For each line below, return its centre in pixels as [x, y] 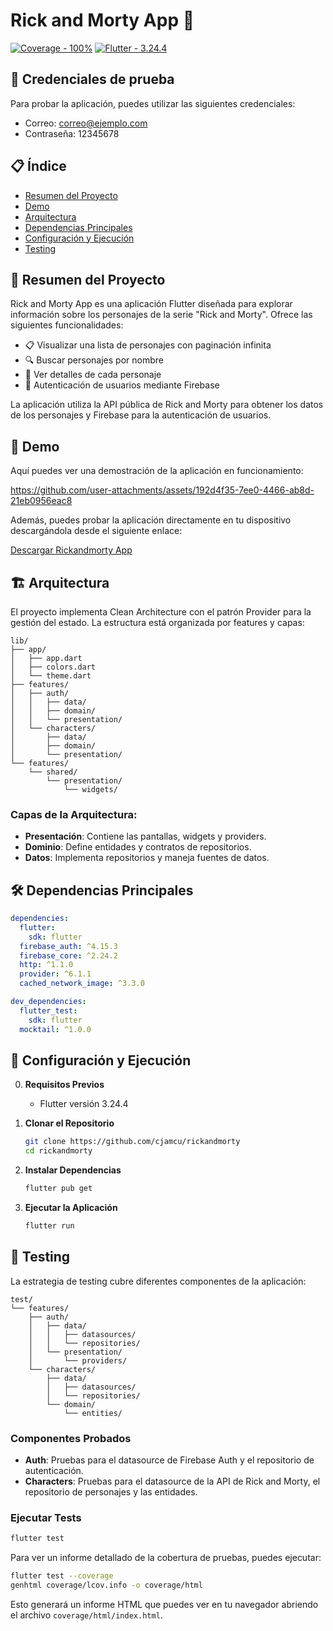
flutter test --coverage [62, 1576]
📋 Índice [38, 166]
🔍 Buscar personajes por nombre [94, 360]
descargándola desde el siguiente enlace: [96, 531]
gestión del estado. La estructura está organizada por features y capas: [157, 622]
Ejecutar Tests [46, 1517]
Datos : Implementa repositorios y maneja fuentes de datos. [147, 858]
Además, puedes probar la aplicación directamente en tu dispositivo [151, 520]
